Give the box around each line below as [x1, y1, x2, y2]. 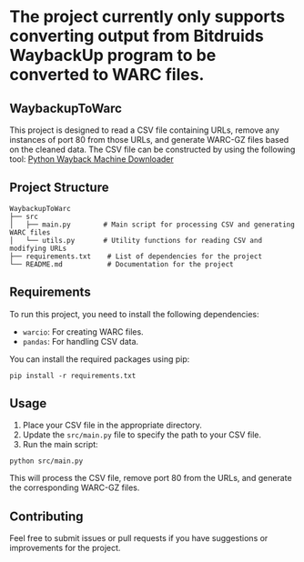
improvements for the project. [9, 543, 121, 554]
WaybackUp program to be [9, 45, 217, 65]
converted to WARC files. [9, 65, 205, 85]
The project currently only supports [9, 6, 285, 27]
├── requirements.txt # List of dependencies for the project [9, 252, 262, 261]
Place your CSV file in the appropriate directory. [22, 420, 202, 431]
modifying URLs [9, 244, 67, 253]
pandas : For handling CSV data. [22, 336, 139, 346]
